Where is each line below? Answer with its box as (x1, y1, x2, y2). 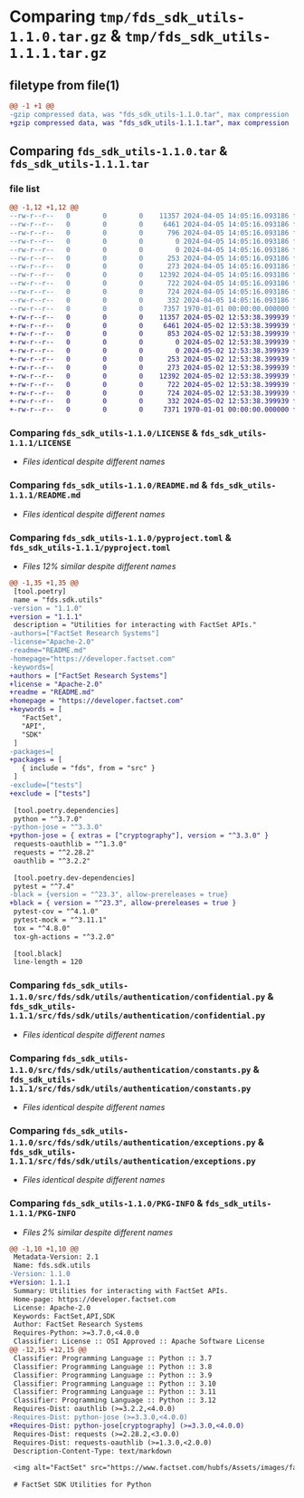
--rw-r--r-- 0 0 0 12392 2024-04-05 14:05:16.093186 (9, 270, 290, 280)
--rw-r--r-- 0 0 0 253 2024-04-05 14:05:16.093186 (9, 254, 290, 263)
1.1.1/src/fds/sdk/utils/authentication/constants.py (9, 1083, 252, 1094)
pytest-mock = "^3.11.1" (13, 915, 107, 925)
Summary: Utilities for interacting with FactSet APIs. (13, 1286, 229, 1295)
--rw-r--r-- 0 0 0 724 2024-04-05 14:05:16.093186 (9, 287, 290, 296)
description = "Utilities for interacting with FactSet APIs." (13, 621, 257, 630)
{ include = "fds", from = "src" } (21, 764, 156, 773)
